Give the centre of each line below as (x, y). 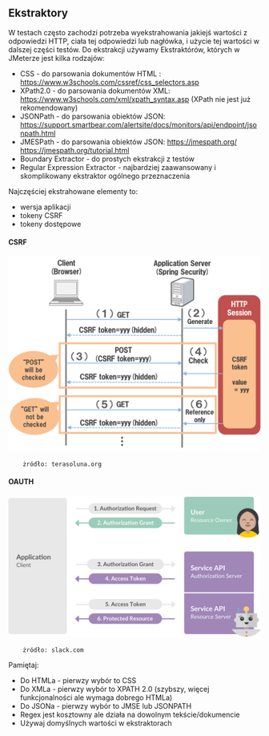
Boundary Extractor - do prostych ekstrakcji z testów (107, 159)
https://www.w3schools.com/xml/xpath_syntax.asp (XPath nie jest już (135, 99)
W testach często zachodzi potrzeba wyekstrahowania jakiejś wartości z (128, 32)
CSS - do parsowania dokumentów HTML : (90, 73)
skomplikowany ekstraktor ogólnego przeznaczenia (105, 176)
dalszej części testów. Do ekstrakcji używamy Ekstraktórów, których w (124, 49)
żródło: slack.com (53, 650)
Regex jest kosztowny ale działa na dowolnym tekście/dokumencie (130, 714)
